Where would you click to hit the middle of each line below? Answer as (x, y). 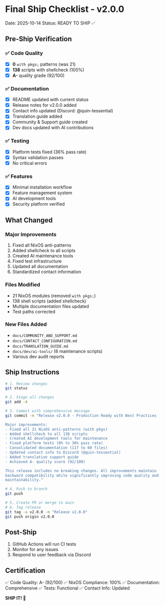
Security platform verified (39, 204)
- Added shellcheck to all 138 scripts (46, 434)
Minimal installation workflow (42, 187)
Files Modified (23, 285)
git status (16, 388)
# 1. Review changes (27, 384)
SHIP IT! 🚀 (16, 598)
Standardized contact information (46, 272)
